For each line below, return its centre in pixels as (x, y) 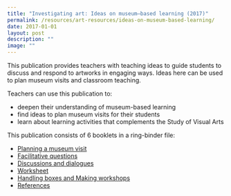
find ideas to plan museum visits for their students (89, 114)
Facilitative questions (47, 156)
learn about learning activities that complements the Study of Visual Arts (120, 122)
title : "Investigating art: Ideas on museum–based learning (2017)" (108, 14)
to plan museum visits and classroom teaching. (74, 80)
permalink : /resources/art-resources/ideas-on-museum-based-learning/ (111, 20)
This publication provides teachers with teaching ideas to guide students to (114, 65)
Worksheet (33, 171)
